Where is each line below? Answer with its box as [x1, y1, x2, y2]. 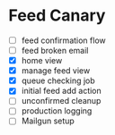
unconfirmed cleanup [21, 96, 102, 106]
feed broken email [21, 46, 89, 55]
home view [21, 55, 63, 66]
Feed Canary [8, 5, 106, 26]
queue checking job [21, 75, 95, 86]
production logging [21, 105, 93, 116]
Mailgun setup [21, 115, 75, 126]
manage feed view [21, 65, 91, 76]
